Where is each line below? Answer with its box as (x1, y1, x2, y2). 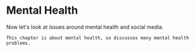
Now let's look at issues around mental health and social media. (6, 23, 164, 30)
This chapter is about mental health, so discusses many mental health (6, 35, 189, 41)
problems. (6, 40, 31, 46)
